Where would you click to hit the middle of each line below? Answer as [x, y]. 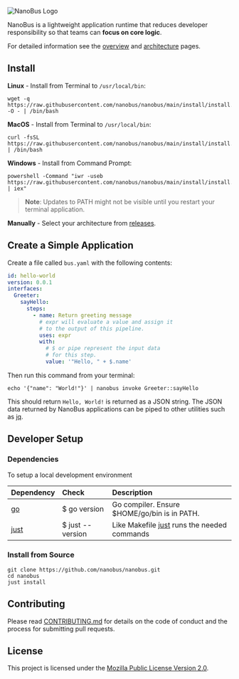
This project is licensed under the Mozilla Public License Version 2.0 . [108, 668]
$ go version [83, 509]
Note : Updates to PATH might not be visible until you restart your [119, 201]
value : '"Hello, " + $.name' [89, 362]
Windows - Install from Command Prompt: [70, 163]
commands [131, 534]
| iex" [17, 189]
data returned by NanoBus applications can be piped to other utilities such [116, 409]
